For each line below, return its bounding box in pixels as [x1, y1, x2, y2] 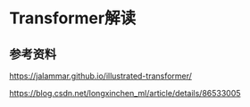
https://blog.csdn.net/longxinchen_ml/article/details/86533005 [9, 88, 241, 98]
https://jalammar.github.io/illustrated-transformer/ [9, 70, 192, 81]
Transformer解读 [9, 8, 137, 29]
